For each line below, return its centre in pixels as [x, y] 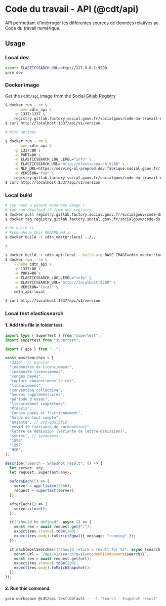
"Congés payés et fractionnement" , [46, 413]
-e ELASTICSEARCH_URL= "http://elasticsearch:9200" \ [69, 164]
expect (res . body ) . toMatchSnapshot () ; [53, 568]
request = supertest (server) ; [45, 491]
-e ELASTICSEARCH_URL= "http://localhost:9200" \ [65, 283]
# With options [21, 132]
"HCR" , [16, 450]
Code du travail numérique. [33, 28]
